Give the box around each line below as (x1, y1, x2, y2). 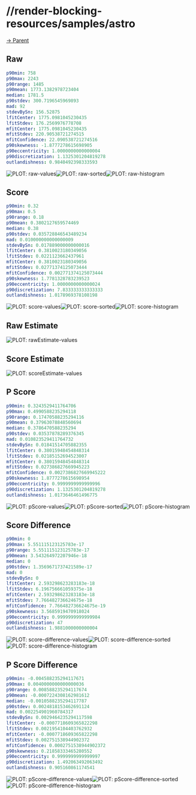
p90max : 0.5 (6, 208, 36, 215)
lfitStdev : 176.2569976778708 (6, 120, 82, 126)
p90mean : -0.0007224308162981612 (6, 692, 90, 699)
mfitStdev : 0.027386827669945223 (6, 464, 90, 470)
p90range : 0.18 (6, 214, 44, 220)
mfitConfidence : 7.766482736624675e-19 (6, 603, 106, 609)
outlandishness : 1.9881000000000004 (6, 625, 98, 631)
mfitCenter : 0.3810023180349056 (6, 259, 87, 265)
